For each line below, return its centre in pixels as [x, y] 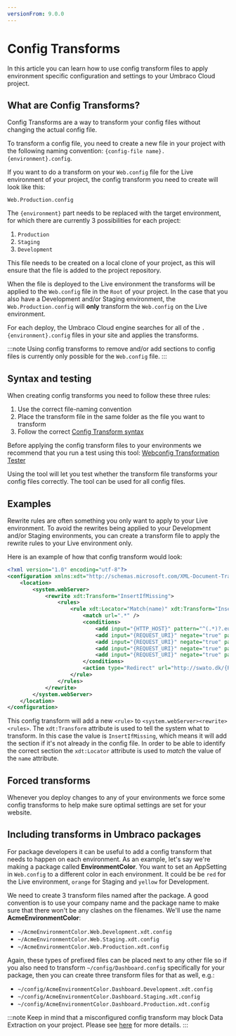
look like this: [26, 187]
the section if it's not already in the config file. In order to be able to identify [117, 743]
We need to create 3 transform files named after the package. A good [108, 895]
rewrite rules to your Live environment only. [70, 543]
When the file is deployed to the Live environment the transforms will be [111, 284]
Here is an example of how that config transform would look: [95, 557]
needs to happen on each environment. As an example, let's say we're [109, 859]
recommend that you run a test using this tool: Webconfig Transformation [113, 453]
